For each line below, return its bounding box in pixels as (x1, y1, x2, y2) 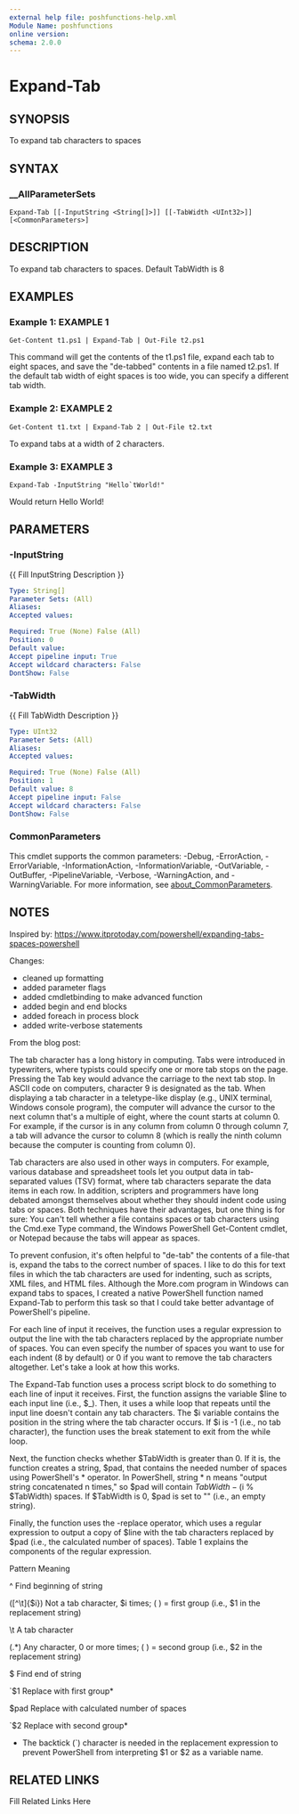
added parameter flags (21, 981, 107, 993)
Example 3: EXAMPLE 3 (9, 460, 113, 473)
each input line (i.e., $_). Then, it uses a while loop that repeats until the (9, 1397, 271, 1408)
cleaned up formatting (21, 972, 104, 983)
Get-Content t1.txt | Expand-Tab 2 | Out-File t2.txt (9, 422, 214, 432)
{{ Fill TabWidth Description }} (9, 710, 119, 720)
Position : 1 (9, 777, 53, 785)
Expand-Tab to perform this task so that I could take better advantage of (9, 1297, 274, 1307)
